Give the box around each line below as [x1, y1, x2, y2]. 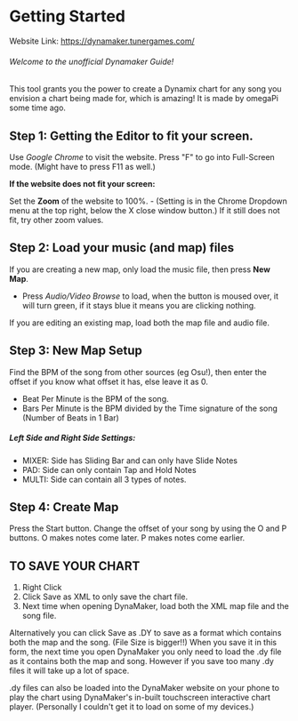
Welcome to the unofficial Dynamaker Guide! [9, 56, 174, 67]
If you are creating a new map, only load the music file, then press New [9, 264, 271, 275]
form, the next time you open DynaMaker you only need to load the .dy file [9, 646, 282, 657]
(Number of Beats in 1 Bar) [21, 412, 120, 423]
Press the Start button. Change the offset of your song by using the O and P [9, 523, 287, 534]
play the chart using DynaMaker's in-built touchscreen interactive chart [9, 692, 271, 703]
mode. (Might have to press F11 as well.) [9, 161, 156, 172]
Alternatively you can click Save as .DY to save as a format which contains [9, 628, 282, 638]
